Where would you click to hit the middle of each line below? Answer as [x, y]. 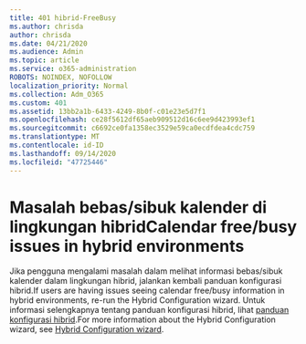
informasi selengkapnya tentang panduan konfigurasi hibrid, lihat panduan [149, 310]
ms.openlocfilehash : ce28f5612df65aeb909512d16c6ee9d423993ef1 [132, 120]
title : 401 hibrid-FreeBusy [63, 18]
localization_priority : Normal [69, 86]
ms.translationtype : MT [55, 137]
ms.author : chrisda [47, 26]
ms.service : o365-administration [73, 69]
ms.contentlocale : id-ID [57, 145]
